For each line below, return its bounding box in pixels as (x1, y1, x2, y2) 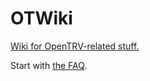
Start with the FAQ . (10, 59, 88, 71)
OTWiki (10, 7, 73, 30)
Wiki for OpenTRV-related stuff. (10, 40, 140, 52)
